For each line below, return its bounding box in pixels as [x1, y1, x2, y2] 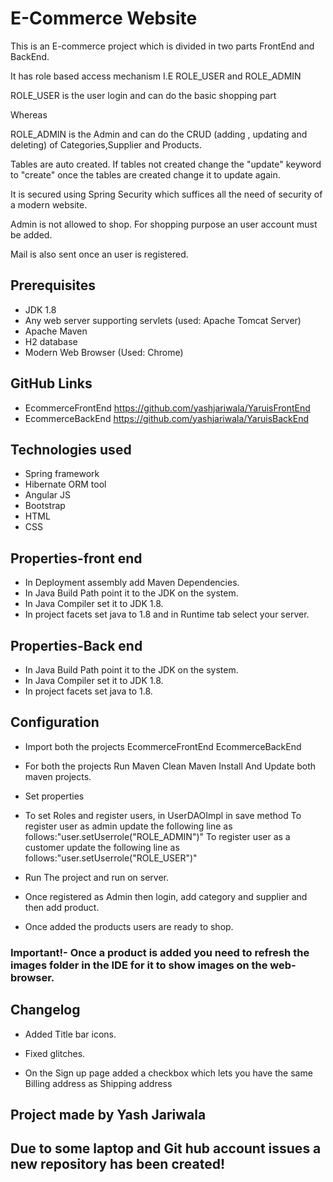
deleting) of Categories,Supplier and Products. [10, 138, 203, 151]
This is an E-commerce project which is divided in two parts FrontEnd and [10, 40, 315, 52]
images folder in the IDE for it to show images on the [10, 958, 268, 972]
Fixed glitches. [24, 1047, 86, 1059]
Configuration [10, 714, 100, 731]
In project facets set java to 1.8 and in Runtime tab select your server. [24, 608, 310, 621]
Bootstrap [24, 500, 66, 512]
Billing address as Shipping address [24, 1077, 173, 1089]
